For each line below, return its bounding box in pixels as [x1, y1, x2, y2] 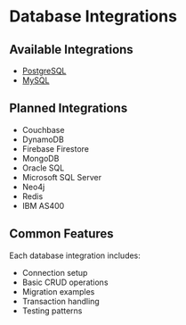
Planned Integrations [9, 101, 128, 116]
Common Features [9, 226, 114, 242]
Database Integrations [9, 6, 178, 27]
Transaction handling [21, 296, 100, 306]
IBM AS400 [21, 200, 65, 211]
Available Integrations [9, 42, 133, 57]
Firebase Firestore [21, 143, 89, 154]
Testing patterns [21, 305, 83, 316]
